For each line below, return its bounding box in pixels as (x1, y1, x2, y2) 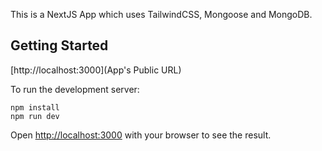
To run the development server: (10, 83, 140, 95)
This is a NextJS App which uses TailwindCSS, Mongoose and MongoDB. (10, 9, 313, 20)
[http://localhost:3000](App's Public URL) (10, 64, 182, 76)
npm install (10, 102, 60, 113)
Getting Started (10, 37, 109, 54)
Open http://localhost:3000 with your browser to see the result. (10, 129, 272, 141)
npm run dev (10, 111, 60, 121)
